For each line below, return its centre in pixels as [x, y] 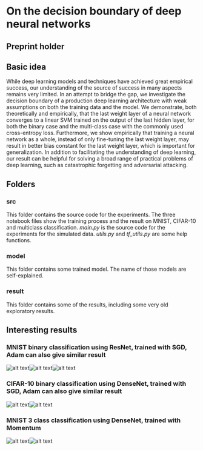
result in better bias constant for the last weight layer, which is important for [101, 146]
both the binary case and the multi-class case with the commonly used [95, 127]
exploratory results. [31, 311]
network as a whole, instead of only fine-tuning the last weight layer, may [98, 139]
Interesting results [42, 330]
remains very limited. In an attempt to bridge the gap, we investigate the [96, 94]
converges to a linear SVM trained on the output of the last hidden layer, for [101, 120]
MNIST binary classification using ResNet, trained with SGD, [97, 347]
